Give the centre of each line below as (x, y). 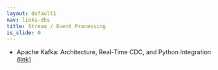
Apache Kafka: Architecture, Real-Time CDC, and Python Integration (114, 52)
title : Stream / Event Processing (56, 26)
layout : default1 (31, 13)
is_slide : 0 (24, 33)
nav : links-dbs (28, 20)
